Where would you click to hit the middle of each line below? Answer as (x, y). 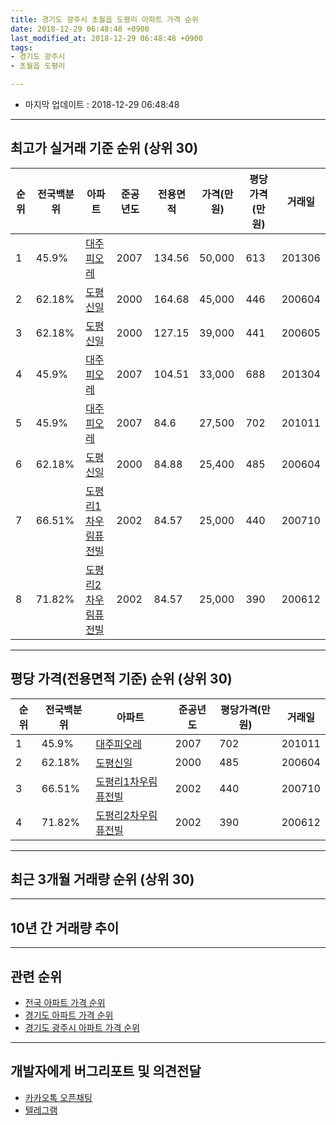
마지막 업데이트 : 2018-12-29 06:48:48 (102, 104)
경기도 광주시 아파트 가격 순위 (82, 1028)
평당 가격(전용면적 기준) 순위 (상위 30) (121, 679)
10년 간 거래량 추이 (65, 927)
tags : (21, 47)
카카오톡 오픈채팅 (58, 1097)
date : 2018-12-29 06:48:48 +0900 (80, 29)
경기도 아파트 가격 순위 (69, 1015)
